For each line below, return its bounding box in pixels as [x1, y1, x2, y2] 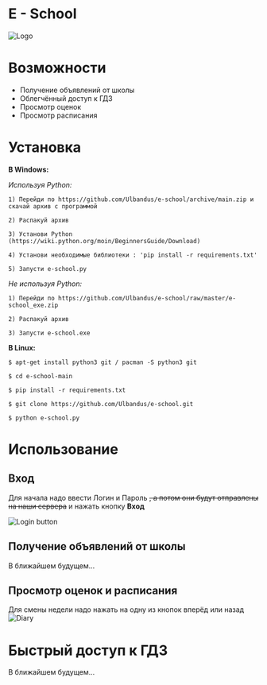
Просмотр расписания [19, 110, 98, 120]
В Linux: [8, 342, 36, 352]
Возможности [8, 59, 106, 77]
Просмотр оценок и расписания [8, 584, 178, 598]
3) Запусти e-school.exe [8, 329, 91, 337]
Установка [8, 138, 82, 157]
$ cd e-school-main [8, 372, 73, 380]
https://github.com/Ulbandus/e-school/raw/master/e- [58, 294, 237, 302]
